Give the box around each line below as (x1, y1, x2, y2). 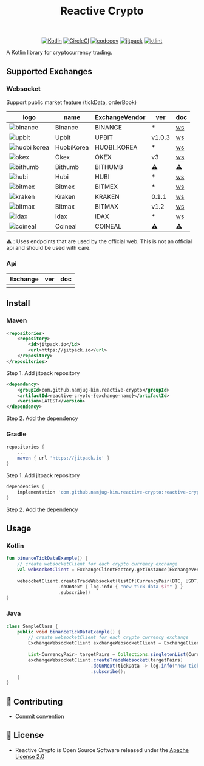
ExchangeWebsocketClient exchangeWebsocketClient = (28, 640, 162, 646)
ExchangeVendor (95, 112, 146, 121)
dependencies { (6, 483, 45, 490)
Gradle (6, 430, 27, 438)
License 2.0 (15, 753, 45, 760)
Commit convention (15, 713, 64, 720)
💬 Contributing (6, 696, 63, 707)
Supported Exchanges (6, 66, 93, 77)
